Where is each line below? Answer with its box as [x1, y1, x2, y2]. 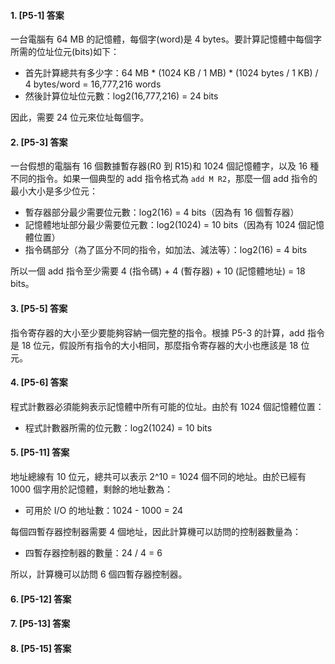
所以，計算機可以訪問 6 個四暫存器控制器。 [10, 568, 188, 580]
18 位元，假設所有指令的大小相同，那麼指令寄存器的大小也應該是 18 [21, 339, 299, 351]
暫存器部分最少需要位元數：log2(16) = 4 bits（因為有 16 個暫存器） [24, 206, 300, 219]
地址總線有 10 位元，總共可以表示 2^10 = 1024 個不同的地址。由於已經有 [10, 471, 307, 483]
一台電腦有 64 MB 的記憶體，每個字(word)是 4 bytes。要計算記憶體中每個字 [10, 33, 323, 45]
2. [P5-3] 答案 [10, 136, 68, 148]
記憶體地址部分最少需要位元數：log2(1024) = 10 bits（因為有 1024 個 [24, 219, 307, 231]
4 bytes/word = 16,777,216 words [24, 78, 162, 90]
